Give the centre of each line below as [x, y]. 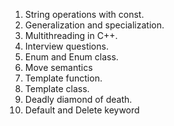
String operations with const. [84, 14]
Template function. [63, 78]
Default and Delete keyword [82, 110]
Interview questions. [66, 46]
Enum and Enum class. [71, 57]
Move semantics [58, 67]
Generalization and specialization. [94, 25]
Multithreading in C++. [71, 35]
